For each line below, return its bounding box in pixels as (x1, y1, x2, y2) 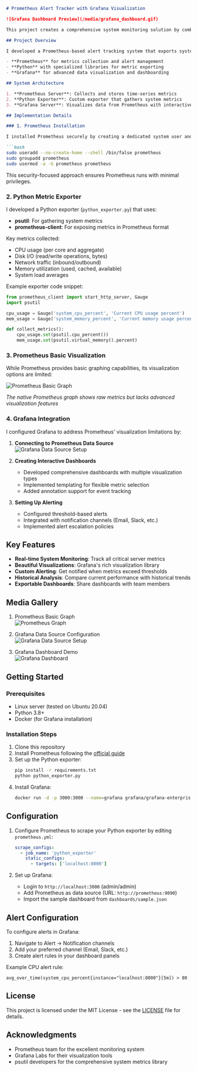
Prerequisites (6, 689, 45, 698)
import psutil (6, 299, 41, 306)
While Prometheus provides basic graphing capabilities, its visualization (6, 365, 179, 372)
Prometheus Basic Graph (14, 613, 75, 620)
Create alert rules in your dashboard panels (14, 952, 120, 959)
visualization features (6, 400, 59, 407)
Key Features (6, 540, 56, 550)
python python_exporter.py (14, 773, 81, 779)
